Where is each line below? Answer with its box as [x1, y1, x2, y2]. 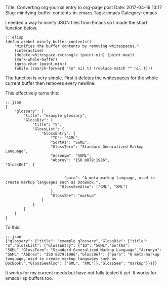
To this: [5, 225, 21, 230]
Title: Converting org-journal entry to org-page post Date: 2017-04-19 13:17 [5, 5, 162, 10]
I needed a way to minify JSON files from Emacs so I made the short [5, 20, 148, 25]
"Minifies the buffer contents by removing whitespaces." [14, 44, 139, 49]
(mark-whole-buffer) [14, 57, 58, 62]
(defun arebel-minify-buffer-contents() [5, 39, 92, 44]
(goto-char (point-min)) [14, 61, 67, 67]
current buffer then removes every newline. [5, 80, 96, 86]
